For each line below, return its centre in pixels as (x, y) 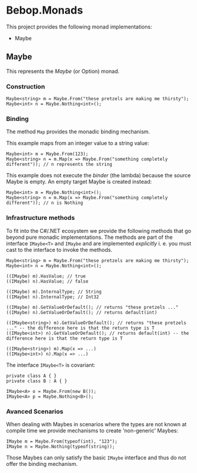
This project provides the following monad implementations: (79, 27)
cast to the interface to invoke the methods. (59, 250)
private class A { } (32, 376)
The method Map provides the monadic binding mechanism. (78, 132)
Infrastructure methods (41, 218)
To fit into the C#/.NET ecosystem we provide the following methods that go (98, 231)
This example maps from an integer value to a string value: (77, 143)
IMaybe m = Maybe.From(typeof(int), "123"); (62, 441)
